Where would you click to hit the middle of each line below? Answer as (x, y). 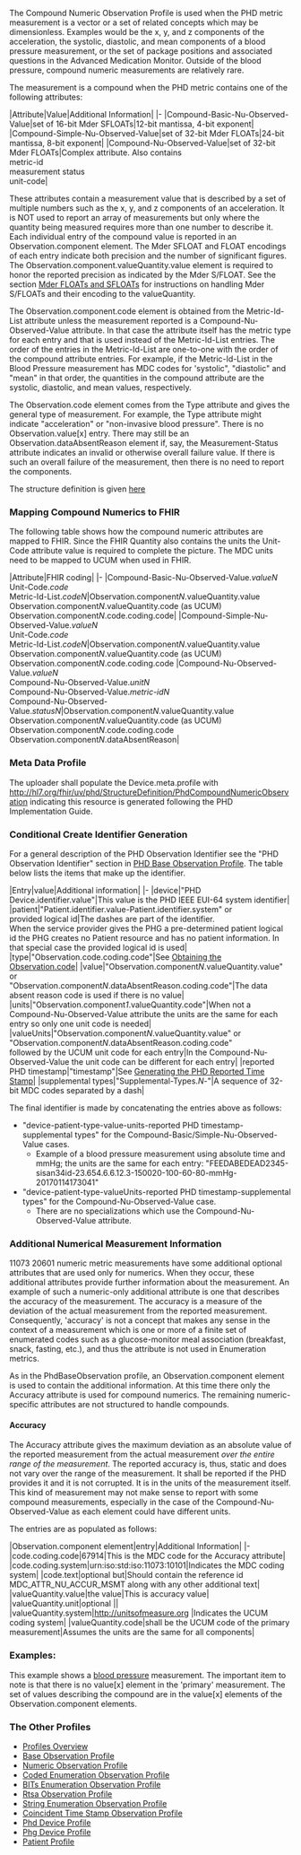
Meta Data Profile (48, 763)
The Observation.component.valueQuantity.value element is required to (141, 265)
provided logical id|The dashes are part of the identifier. (112, 919)
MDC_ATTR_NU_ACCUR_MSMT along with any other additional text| (135, 1585)
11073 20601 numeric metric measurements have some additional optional (146, 1263)
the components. (41, 471)
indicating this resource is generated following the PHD (132, 801)
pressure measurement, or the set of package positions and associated (141, 51)
